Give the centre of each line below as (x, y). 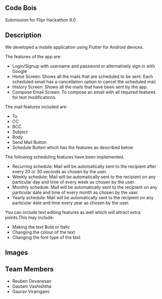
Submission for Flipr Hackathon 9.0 (40, 20)
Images (17, 253)
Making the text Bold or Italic (41, 227)
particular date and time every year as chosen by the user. (71, 203)
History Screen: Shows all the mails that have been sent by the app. (80, 87)
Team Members (29, 269)
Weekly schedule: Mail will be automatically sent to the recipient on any (84, 177)
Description (23, 35)
